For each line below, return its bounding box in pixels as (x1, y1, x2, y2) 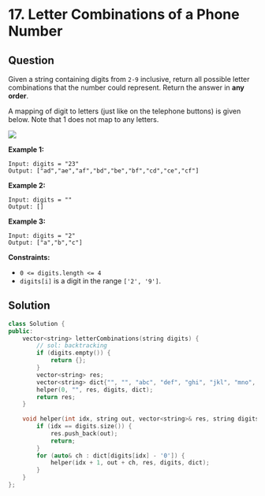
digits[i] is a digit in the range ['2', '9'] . (19, 276, 162, 285)
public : (8, 327, 34, 335)
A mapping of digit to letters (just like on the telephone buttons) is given (8, 106, 241, 116)
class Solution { (8, 320, 65, 328)
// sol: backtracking (36, 342, 108, 350)
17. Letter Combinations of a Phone (8, 6, 240, 24)
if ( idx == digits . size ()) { (36, 423, 132, 431)
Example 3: (8, 217, 46, 226)
